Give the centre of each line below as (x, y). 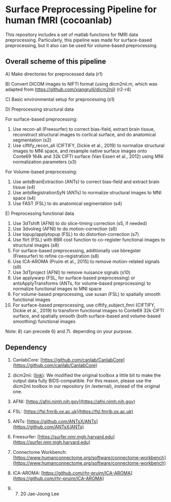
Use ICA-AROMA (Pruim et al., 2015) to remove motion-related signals (86, 261)
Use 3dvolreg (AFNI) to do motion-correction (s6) (65, 229)
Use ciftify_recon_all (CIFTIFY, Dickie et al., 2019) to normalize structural (89, 145)
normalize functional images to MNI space (57, 289)
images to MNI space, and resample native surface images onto (80, 151)
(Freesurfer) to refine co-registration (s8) (56, 256)
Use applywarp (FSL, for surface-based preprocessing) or (74, 277)
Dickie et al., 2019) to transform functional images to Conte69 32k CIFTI (88, 310)
